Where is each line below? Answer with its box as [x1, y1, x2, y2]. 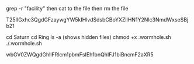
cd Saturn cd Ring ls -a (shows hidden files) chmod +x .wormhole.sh [6, 34, 171, 40]
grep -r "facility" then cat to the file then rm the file [6, 5, 129, 12]
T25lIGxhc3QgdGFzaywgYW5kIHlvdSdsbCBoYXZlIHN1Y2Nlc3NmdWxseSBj [6, 16, 189, 23]
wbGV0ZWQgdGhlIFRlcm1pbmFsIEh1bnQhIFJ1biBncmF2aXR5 [6, 51, 154, 58]
